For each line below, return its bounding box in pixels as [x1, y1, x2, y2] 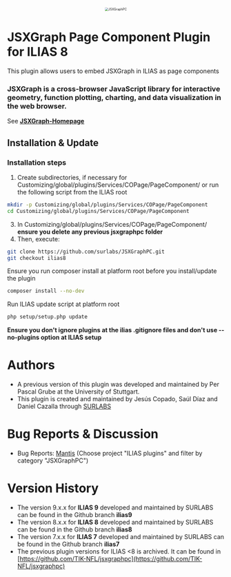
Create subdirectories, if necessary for [17, 173, 128, 181]
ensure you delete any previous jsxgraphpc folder [17, 227, 163, 236]
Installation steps [7, 157, 67, 167]
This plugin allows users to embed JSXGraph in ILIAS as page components [7, 67, 219, 75]
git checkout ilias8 [7, 254, 67, 261]
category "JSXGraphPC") [17, 456, 89, 465]
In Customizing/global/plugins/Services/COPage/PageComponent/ [17, 220, 208, 228]
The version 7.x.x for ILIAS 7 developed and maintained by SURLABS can [17, 532, 225, 540]
